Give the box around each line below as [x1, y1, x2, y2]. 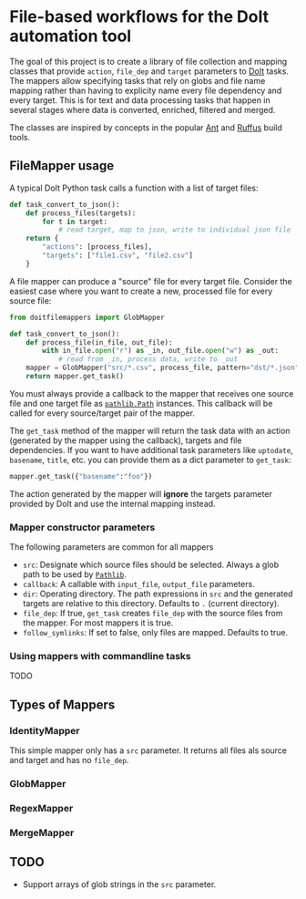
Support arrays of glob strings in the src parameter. [22, 878, 217, 890]
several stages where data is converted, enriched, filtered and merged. [9, 104, 276, 115]
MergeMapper [9, 826, 75, 839]
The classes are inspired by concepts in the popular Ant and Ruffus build [9, 121, 282, 133]
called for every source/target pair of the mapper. [9, 408, 196, 418]
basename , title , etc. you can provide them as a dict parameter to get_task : [9, 454, 291, 465]
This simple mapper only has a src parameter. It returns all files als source [9, 745, 288, 756]
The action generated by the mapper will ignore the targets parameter [9, 488, 273, 499]
